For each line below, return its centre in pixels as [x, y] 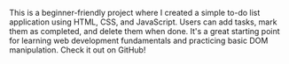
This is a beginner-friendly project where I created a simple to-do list [135, 13]
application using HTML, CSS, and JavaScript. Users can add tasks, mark [143, 22]
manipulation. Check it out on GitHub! [78, 50]
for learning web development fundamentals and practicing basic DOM [139, 40]
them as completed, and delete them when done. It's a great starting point [145, 31]
